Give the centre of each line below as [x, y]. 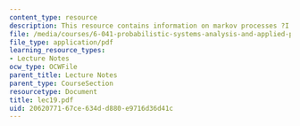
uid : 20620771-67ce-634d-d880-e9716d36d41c [92, 108]
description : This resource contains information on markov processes [143, 26]
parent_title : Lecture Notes [63, 75]
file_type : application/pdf [62, 42]
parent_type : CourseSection [62, 83]
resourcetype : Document [54, 91]
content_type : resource [54, 17]
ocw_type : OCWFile [43, 67]
